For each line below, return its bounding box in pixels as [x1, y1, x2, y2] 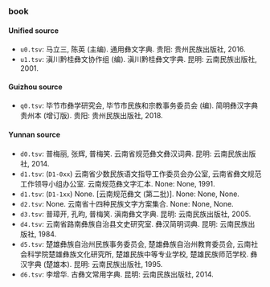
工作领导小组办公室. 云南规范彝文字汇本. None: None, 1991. [19, 178, 215, 188]
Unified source [8, 26, 59, 35]
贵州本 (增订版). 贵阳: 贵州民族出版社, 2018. [19, 111, 163, 121]
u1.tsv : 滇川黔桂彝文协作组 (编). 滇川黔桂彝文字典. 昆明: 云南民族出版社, [19, 55, 257, 64]
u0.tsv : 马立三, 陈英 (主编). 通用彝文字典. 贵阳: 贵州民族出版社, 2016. [19, 44, 247, 54]
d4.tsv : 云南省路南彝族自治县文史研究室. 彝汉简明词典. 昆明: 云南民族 [19, 219, 248, 228]
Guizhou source [8, 82, 63, 92]
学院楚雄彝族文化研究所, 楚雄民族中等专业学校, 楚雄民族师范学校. [34, 249, 249, 259]
